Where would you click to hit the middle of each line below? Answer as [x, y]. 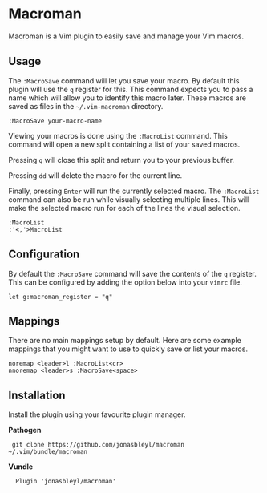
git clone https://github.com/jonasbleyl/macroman [98, 445]
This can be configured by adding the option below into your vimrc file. [125, 282]
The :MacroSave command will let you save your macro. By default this [124, 80]
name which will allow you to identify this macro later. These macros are [127, 98]
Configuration [44, 255]
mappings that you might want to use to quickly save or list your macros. [128, 349]
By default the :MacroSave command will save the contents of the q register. [132, 273]
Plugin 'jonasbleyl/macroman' [66, 482]
